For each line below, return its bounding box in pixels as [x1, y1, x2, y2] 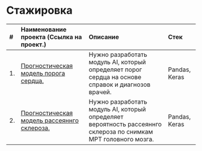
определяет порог [88, 65, 142, 74]
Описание [88, 32, 119, 41]
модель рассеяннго [20, 116, 79, 125]
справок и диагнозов [88, 80, 151, 89]
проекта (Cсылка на [20, 32, 82, 41]
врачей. [88, 87, 112, 96]
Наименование [20, 25, 67, 34]
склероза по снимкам [88, 127, 153, 135]
